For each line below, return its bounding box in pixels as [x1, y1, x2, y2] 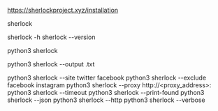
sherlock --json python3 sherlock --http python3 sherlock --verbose [7, 96, 205, 104]
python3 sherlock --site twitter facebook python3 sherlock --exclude [7, 73, 207, 82]
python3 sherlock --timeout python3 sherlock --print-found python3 [7, 89, 205, 96]
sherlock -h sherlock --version [7, 33, 96, 41]
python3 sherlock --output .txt [7, 60, 95, 68]
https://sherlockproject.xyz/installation [7, 6, 119, 14]
